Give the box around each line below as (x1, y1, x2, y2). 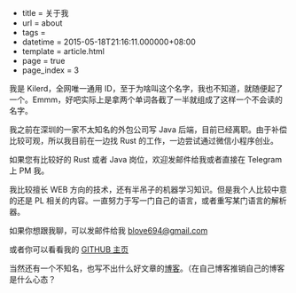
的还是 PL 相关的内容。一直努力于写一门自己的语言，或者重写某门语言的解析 (9, 195, 287, 206)
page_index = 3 (21, 65, 80, 75)
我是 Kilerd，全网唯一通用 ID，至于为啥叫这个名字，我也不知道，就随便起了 (9, 83, 284, 93)
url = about (21, 18, 63, 28)
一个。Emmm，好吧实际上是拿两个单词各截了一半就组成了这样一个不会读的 (9, 94, 284, 105)
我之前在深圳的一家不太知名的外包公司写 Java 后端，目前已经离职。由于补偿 (9, 124, 288, 135)
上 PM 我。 (9, 165, 50, 176)
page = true (21, 56, 66, 66)
